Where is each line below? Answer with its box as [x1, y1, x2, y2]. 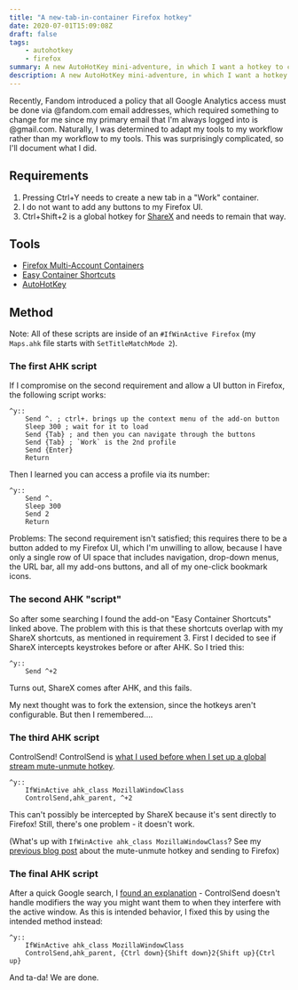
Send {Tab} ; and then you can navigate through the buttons [25, 431, 255, 439]
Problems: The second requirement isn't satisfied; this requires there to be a [9, 533, 287, 543]
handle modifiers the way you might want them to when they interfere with [9, 897, 281, 908]
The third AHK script [9, 731, 100, 744]
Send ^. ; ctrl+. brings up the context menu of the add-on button [25, 415, 279, 423]
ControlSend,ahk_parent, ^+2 [25, 793, 133, 803]
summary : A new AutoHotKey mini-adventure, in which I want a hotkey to [9, 63, 284, 72]
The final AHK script [9, 868, 99, 880]
